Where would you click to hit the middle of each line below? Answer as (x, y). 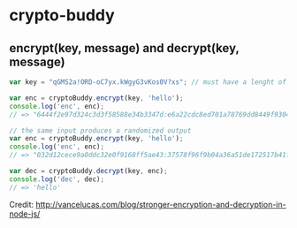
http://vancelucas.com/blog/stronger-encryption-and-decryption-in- (160, 204)
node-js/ (25, 214)
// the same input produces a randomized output (100, 130)
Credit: (22, 204)
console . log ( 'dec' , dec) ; (57, 179)
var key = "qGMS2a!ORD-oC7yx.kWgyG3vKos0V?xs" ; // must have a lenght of (148, 82)
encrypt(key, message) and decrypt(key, (124, 48)
